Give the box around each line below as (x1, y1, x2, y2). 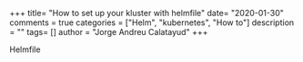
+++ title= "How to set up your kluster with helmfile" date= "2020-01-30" (9, 8, 285, 18)
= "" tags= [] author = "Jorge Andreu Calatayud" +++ (9, 27, 208, 37)
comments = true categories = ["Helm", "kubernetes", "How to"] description (9, 17, 295, 28)
